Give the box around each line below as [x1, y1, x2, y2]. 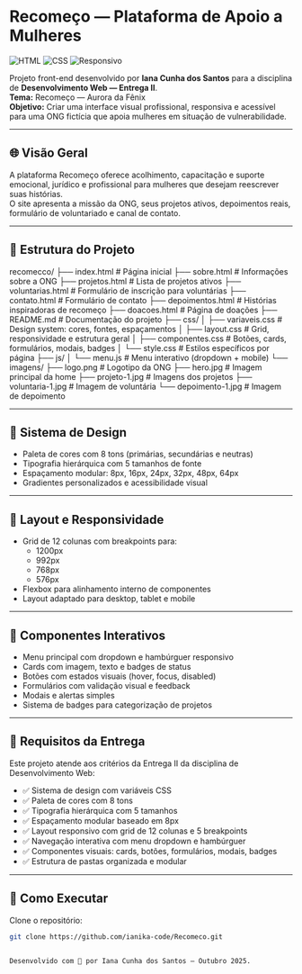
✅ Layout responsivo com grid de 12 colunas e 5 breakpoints [22, 825, 248, 836]
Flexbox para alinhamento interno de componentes [22, 583, 211, 595]
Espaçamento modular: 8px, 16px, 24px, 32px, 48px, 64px [22, 468, 239, 479]
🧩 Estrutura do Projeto [9, 242, 135, 257]
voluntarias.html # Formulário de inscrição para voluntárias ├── [9, 285, 246, 296]
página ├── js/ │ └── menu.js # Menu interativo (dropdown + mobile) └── [9, 352, 289, 363]
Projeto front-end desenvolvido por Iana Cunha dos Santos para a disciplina [9, 72, 293, 83]
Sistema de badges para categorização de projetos [22, 699, 213, 710]
